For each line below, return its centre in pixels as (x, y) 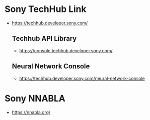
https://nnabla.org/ (31, 112)
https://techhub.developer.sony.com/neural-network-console (82, 78)
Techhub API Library (44, 39)
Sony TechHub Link (45, 9)
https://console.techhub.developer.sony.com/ (66, 50)
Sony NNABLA (35, 98)
